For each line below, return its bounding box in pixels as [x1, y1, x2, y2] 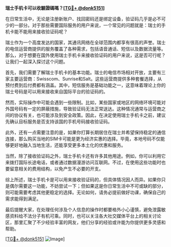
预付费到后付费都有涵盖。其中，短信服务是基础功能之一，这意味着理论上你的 [5, 82, 166, 88]
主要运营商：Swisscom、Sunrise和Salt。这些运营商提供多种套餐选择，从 [9, 76, 162, 82]
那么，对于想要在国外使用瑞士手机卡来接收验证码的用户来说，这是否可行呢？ [5, 52, 166, 58]
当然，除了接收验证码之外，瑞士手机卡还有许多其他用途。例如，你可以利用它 [5, 153, 166, 159]
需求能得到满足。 [5, 196, 41, 202]
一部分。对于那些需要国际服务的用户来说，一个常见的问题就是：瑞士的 [14, 22, 161, 28]
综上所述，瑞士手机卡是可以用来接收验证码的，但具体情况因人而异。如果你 [5, 177, 161, 183]
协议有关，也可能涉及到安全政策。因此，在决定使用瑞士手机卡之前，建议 [14, 112, 166, 118]
